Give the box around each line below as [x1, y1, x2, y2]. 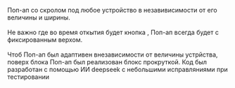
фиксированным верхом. [7, 36, 83, 44]
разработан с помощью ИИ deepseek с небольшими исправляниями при [7, 66, 229, 73]
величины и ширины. [7, 13, 70, 22]
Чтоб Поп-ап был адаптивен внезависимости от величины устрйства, [7, 50, 218, 59]
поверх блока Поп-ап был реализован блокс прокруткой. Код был [7, 58, 208, 66]
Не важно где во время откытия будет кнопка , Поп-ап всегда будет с [7, 28, 220, 36]
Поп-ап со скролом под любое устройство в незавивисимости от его [7, 6, 217, 14]
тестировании [7, 73, 49, 81]
